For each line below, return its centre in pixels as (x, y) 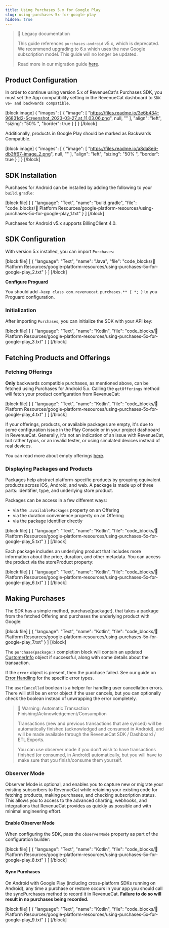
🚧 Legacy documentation (44, 34)
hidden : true (19, 19)
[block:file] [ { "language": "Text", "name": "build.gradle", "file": (71, 203)
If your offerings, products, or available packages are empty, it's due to (79, 424)
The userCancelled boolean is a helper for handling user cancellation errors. (84, 687)
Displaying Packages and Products (49, 469)
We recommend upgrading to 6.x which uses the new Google (81, 49)
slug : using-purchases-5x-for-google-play (51, 15)
